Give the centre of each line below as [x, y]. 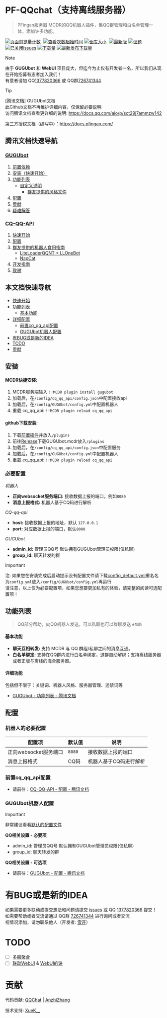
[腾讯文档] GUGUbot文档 [30, 100]
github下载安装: [22, 423]
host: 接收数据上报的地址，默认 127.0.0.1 [55, 522]
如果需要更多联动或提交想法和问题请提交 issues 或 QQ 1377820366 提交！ [81, 910]
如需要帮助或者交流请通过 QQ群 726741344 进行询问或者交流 [68, 916]
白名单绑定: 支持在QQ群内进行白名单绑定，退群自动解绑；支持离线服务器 [87, 655]
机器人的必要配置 [26, 728]
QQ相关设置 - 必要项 [26, 835]
